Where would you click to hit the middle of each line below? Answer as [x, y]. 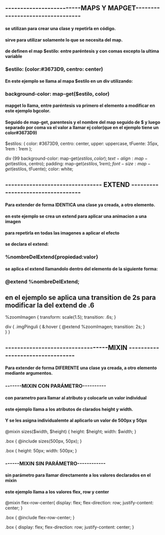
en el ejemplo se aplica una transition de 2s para [81, 297]
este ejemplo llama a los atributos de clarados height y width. [69, 409]
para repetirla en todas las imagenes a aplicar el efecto [62, 233]
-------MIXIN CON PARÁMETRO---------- [56, 386]
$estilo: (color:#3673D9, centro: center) [54, 69]
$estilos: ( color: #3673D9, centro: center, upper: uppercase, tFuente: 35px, [82, 144]
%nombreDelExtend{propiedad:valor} [52, 257]
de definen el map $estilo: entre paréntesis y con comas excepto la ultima [82, 51]
